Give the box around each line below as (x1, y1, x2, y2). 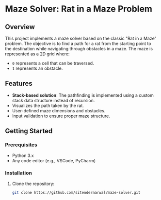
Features (5, 79, 32, 88)
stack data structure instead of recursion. (12, 97, 95, 103)
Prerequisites (5, 141, 37, 148)
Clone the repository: (12, 181, 55, 186)
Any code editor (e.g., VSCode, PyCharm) (12, 157, 96, 163)
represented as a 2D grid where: (5, 51, 70, 57)
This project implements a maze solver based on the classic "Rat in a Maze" (5, 35, 157, 41)
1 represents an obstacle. (12, 65, 63, 71)
